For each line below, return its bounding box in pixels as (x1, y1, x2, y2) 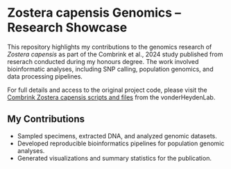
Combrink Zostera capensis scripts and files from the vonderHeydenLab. (7, 92, 216, 102)
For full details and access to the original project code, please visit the (7, 86, 207, 94)
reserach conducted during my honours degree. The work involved (7, 57, 199, 65)
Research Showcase (7, 19, 128, 35)
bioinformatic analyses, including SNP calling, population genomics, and (7, 65, 214, 73)
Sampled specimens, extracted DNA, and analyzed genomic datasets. (17, 131, 217, 140)
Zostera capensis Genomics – (7, 5, 182, 21)
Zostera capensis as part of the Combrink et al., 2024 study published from (7, 50, 223, 58)
